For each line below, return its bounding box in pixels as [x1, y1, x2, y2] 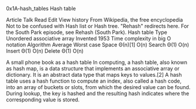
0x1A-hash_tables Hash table [6, 5, 76, 12]
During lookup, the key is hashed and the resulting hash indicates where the [6, 90, 190, 97]
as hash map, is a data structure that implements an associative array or [6, 65, 180, 72]
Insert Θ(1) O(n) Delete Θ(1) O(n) [6, 47, 84, 54]
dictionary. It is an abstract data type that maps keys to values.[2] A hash [6, 71, 183, 78]
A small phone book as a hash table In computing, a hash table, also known [6, 59, 187, 66]
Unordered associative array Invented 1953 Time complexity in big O [6, 35, 171, 42]
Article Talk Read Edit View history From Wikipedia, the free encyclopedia [6, 16, 183, 23]
